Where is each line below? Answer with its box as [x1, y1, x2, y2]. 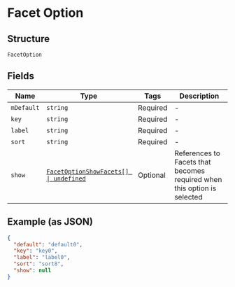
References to [174, 148, 220, 158]
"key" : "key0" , [13, 247, 58, 255]
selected [174, 192, 203, 202]
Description [179, 91, 220, 101]
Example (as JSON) [7, 216, 93, 228]
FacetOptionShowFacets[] [46, 167, 129, 176]
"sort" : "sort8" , [13, 260, 64, 267]
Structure [7, 33, 50, 45]
